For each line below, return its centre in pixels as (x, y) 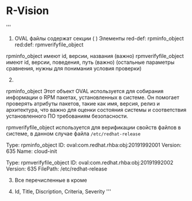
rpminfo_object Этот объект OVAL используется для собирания (85, 91)
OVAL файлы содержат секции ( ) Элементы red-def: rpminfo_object (99, 38)
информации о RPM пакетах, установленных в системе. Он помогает (93, 97)
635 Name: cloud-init (32, 151)
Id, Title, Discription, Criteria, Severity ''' (63, 191)
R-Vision (28, 11)
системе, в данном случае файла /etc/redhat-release (73, 134)
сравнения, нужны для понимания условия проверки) (74, 68)
